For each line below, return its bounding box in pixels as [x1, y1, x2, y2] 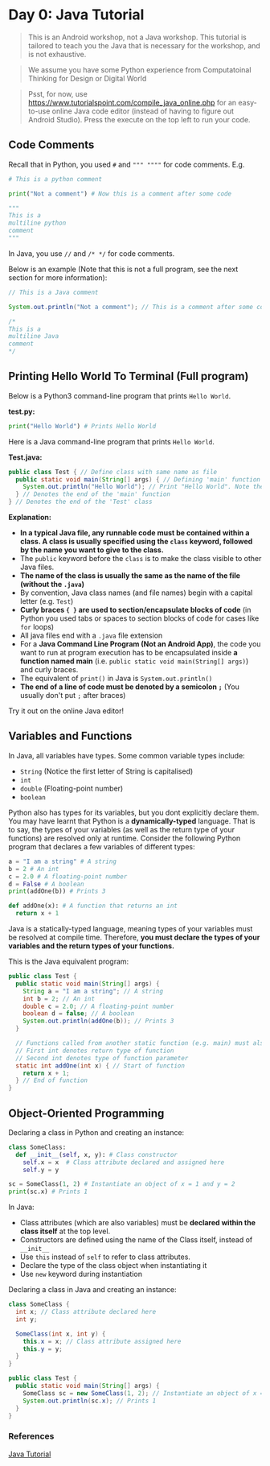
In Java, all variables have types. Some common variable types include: [8, 750, 245, 760]
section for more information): [8, 272, 108, 283]
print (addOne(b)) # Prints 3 [8, 887, 106, 895]
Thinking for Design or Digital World [27, 73, 147, 83]
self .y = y [22, 1166, 59, 1174]
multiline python [8, 219, 67, 227]
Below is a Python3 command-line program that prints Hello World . [8, 390, 231, 400]
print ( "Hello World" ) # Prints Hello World [8, 422, 157, 430]
